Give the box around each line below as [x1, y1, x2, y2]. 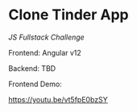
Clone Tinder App [8, 6, 129, 24]
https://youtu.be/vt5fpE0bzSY [8, 94, 109, 104]
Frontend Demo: [8, 79, 62, 89]
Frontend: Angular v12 [8, 48, 82, 57]
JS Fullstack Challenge [8, 32, 85, 42]
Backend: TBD [8, 63, 56, 73]
